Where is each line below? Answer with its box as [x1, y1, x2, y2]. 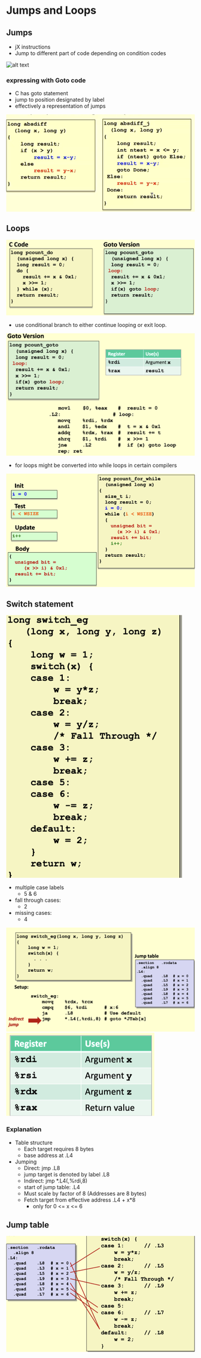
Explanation [6, 1125, 42, 1133]
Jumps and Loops [6, 4, 97, 17]
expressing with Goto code [6, 76, 86, 84]
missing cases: [14, 910, 52, 917]
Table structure [14, 1139, 53, 1146]
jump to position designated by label [14, 96, 105, 104]
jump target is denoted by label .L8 [23, 1171, 110, 1178]
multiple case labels [14, 884, 65, 891]
